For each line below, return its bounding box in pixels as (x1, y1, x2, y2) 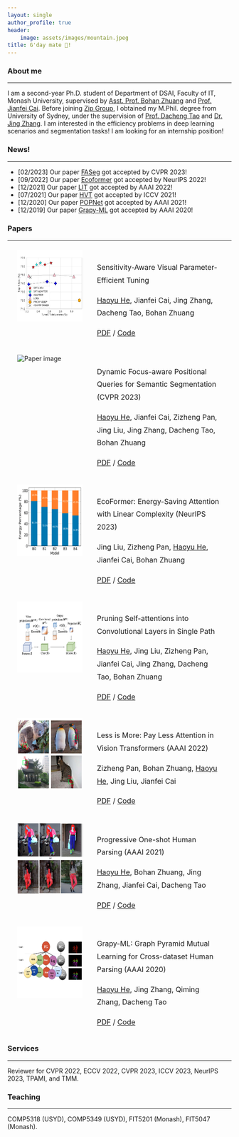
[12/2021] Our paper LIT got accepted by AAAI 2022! (17, 183, 173, 191)
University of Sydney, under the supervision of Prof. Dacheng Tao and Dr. (7, 111, 223, 121)
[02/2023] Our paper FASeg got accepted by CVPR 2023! (17, 168, 187, 176)
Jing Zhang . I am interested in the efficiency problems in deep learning (7, 119, 215, 128)
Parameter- (179, 263, 218, 273)
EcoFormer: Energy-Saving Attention (97, 496, 220, 506)
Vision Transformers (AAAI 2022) (97, 743, 208, 753)
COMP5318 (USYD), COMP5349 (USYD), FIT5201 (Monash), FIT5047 (7, 1114, 211, 1123)
